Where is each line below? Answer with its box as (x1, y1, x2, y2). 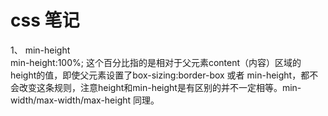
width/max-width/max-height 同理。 (10, 94, 160, 106)
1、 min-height (10, 44, 71, 56)
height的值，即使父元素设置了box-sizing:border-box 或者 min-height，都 (10, 69, 310, 81)
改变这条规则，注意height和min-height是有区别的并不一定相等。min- (18, 81, 302, 93)
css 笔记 (10, 9, 80, 32)
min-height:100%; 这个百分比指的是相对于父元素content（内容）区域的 (10, 56, 302, 68)
